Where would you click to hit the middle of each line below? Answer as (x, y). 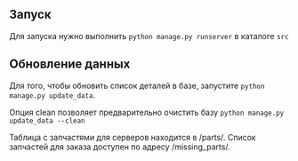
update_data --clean (48, 121)
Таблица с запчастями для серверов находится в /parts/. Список (133, 137)
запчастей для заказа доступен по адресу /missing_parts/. (120, 147)
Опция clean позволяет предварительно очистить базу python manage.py (147, 112)
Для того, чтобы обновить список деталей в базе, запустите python (137, 85)
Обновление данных (70, 64)
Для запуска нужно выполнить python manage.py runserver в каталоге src (149, 36)
